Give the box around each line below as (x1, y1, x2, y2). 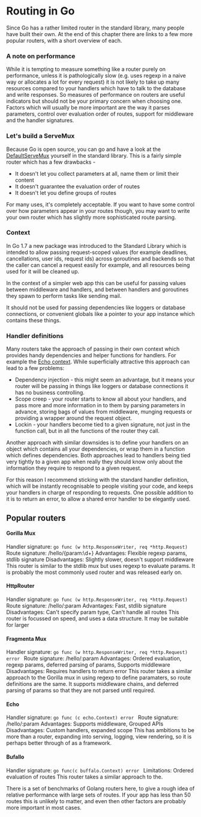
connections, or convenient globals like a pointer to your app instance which (6, 310, 195, 317)
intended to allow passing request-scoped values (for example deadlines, (6, 248, 188, 256)
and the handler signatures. (6, 117, 74, 124)
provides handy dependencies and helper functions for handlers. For (6, 352, 176, 359)
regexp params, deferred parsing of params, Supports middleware (6, 661, 170, 668)
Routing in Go (6, 4, 75, 18)
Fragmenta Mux (6, 635, 47, 642)
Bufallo (6, 753, 25, 760)
